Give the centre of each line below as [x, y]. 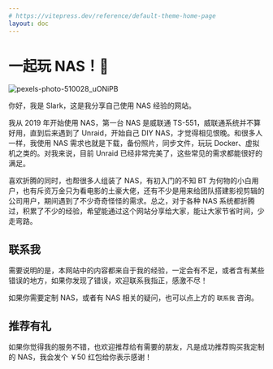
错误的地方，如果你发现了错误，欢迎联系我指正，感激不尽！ [108, 281]
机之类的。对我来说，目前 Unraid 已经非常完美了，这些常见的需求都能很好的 [135, 153]
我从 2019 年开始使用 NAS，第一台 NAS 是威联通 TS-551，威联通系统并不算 [135, 123]
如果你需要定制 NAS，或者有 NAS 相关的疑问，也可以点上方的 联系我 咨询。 [133, 298]
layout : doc [28, 24]
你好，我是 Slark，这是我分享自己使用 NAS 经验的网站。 [102, 105]
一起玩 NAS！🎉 [59, 66]
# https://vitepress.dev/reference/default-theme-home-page [113, 16]
